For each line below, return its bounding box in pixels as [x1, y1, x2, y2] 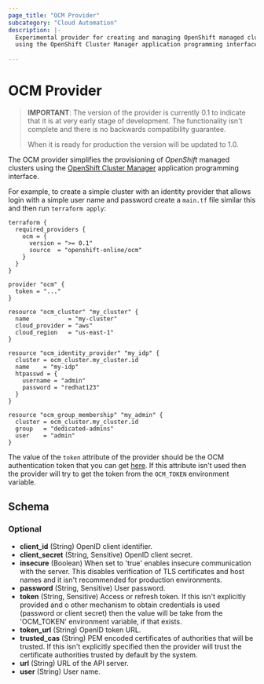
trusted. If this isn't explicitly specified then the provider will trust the [19, 642, 242, 651]
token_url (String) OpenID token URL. [19, 625, 141, 635]
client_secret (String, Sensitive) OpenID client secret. [19, 550, 193, 559]
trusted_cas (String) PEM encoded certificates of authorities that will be [19, 633, 254, 642]
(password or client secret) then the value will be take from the [19, 608, 223, 617]
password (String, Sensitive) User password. [19, 583, 166, 593]
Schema [8, 500, 49, 514]
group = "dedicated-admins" [15, 425, 114, 433]
